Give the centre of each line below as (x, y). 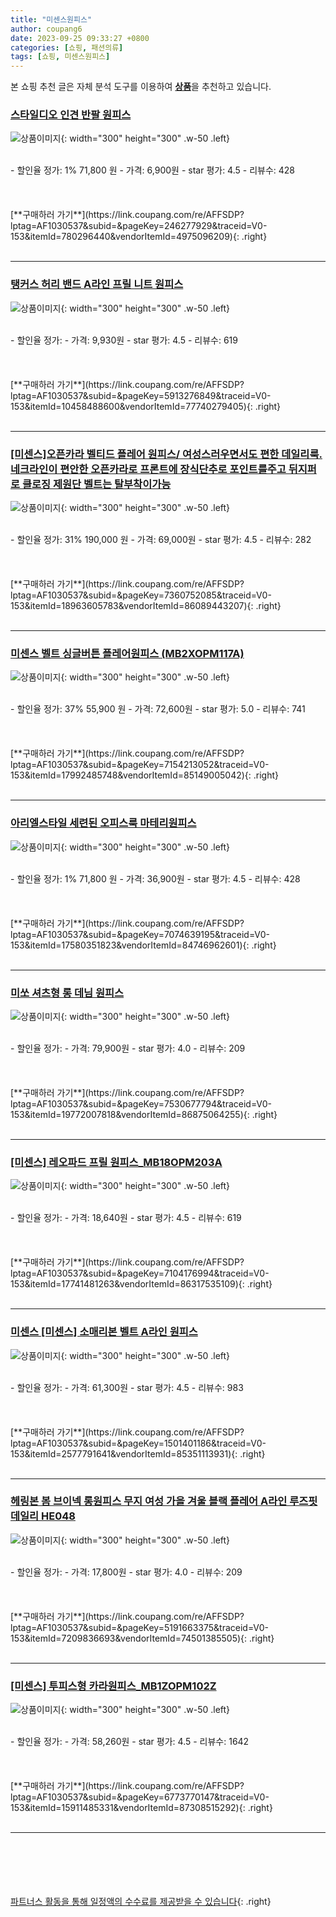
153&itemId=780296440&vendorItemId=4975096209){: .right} (139, 237)
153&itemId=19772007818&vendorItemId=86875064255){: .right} (144, 1114)
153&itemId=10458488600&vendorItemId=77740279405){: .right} (146, 406)
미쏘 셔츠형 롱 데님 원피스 (67, 993)
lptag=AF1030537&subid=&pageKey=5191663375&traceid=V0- (139, 1627)
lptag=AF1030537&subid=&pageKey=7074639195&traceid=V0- (140, 934)
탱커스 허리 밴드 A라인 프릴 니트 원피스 (97, 284)
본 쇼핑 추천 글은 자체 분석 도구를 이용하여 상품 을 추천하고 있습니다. (141, 87)
